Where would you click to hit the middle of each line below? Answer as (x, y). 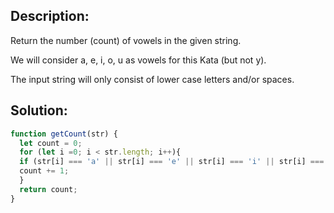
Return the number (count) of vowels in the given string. (126, 40)
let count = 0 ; (51, 143)
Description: (50, 16)
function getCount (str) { (64, 134)
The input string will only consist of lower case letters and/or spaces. (152, 79)
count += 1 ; (44, 171)
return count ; (48, 189)
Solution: (39, 110)
